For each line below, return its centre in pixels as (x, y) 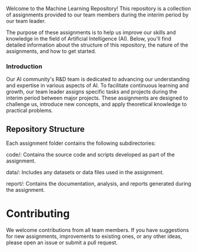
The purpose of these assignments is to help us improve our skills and (91, 32)
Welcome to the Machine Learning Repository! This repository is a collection (98, 9)
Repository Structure (46, 129)
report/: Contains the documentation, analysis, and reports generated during (99, 184)
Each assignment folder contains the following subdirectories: (81, 143)
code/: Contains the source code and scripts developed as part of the (91, 155)
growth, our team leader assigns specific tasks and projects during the (92, 92)
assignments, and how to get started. (51, 51)
